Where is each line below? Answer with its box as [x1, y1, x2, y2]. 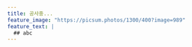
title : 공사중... [7, 10, 54, 17]
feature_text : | [7, 23, 54, 30]
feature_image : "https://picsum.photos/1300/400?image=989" [7, 17, 186, 23]
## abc [13, 29, 33, 37]
